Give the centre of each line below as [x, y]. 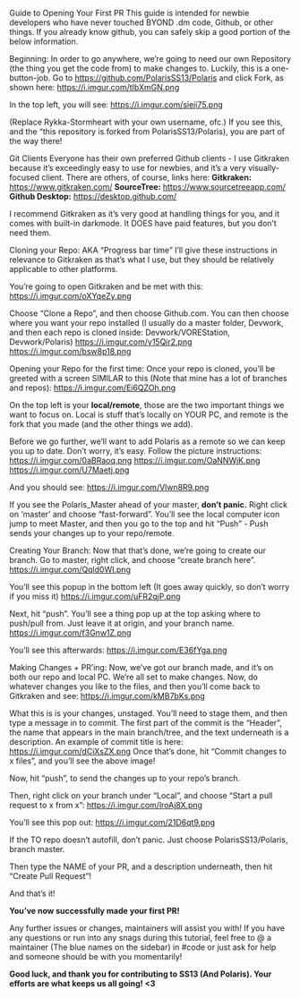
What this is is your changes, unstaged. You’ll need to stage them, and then [149, 713]
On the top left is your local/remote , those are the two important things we [147, 405]
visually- [264, 168]
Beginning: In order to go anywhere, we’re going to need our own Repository [150, 59]
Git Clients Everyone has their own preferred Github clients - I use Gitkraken [149, 158]
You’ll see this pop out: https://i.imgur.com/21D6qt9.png [112, 822]
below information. [44, 41]
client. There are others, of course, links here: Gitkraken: [147, 177]
